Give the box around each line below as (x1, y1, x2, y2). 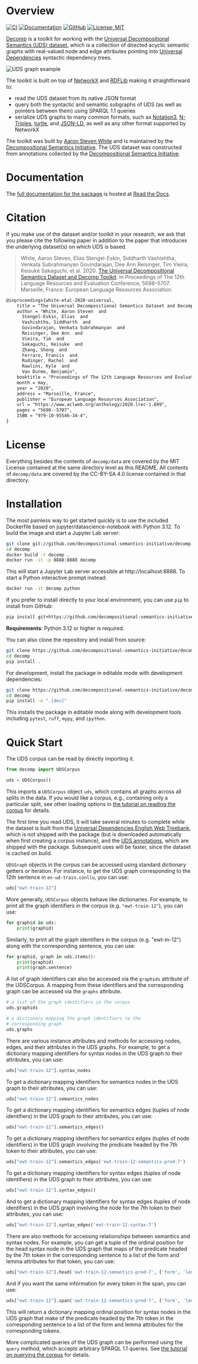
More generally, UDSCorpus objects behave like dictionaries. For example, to (6, 895, 188, 902)
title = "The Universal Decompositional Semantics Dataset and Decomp (16, 303, 194, 308)
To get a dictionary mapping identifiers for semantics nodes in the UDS (6, 1078, 179, 1085)
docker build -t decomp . (6, 551, 70, 558)
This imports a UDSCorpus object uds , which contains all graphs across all (6, 788, 181, 795)
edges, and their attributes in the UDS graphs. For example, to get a (6, 1043, 170, 1050)
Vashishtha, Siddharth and (21, 319, 91, 326)
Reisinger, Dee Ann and (21, 330, 83, 336)
